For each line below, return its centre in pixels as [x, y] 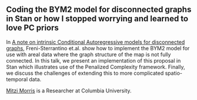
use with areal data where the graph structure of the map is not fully [89, 54]
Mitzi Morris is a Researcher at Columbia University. [69, 91]
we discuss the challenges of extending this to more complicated [85, 73]
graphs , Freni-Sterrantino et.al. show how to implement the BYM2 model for [98, 48]
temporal [17, 79]
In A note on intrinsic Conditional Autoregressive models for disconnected [96, 42]
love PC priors [32, 28]
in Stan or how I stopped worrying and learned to [97, 19]
